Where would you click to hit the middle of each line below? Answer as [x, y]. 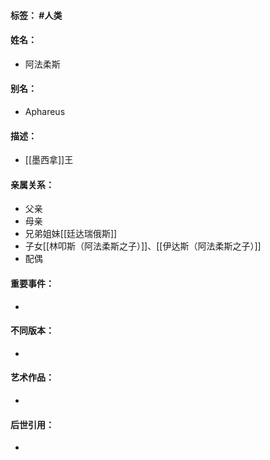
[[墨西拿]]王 [49, 160]
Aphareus [45, 111]
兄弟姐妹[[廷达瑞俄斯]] [71, 234]
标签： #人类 [36, 15]
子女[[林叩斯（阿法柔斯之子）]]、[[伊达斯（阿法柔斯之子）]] [143, 246]
